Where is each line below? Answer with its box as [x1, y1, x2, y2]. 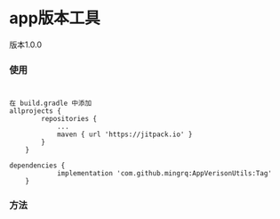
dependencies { [9, 161, 66, 170]
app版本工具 [9, 8, 100, 28]
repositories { [41, 115, 98, 124]
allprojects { [9, 107, 62, 116]
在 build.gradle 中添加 [9, 99, 92, 108]
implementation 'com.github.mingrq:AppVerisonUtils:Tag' [56, 169, 273, 178]
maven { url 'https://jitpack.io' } [56, 130, 193, 139]
